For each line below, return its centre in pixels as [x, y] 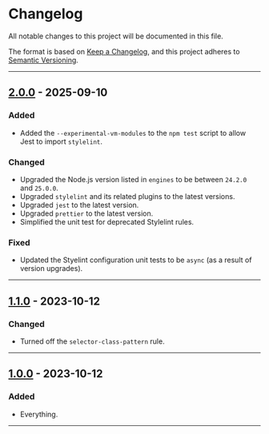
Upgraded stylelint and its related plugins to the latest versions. [127, 196]
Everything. [39, 414]
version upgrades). [51, 269]
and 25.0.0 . [39, 188]
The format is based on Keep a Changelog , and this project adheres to [124, 51]
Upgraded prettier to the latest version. [86, 213]
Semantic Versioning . [43, 60]
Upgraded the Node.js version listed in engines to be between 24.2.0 [133, 179]
